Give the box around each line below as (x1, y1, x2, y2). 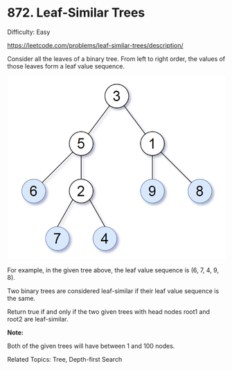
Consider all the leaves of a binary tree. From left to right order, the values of (7, 54, 226, 63)
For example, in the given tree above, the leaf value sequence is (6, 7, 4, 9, (7, 266, 220, 274)
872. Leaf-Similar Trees (7, 5, 145, 21)
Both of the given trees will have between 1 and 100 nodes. (7, 342, 175, 351)
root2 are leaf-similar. (7, 315, 69, 324)
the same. (7, 294, 36, 303)
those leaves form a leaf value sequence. (7, 62, 125, 70)
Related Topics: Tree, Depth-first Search (7, 355, 123, 364)
